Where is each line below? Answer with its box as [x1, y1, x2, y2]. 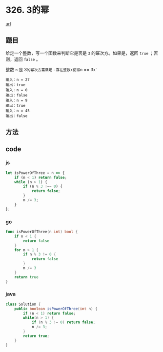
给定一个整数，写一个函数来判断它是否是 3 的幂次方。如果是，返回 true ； [5, 50, 154, 56]
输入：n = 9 [5, 98, 28, 103]
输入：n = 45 [5, 108, 30, 113]
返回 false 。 [14, 56, 41, 62]
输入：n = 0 [5, 87, 28, 93]
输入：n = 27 [5, 77, 30, 82]
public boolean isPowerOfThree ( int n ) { [14, 306, 98, 311]
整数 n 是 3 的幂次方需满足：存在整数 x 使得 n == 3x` [5, 66, 97, 72]
